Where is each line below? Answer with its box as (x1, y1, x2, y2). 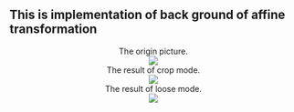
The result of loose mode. (104, 83, 203, 94)
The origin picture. (118, 46, 189, 56)
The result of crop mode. (106, 64, 201, 76)
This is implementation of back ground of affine (9, 7, 286, 23)
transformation (9, 22, 98, 37)
